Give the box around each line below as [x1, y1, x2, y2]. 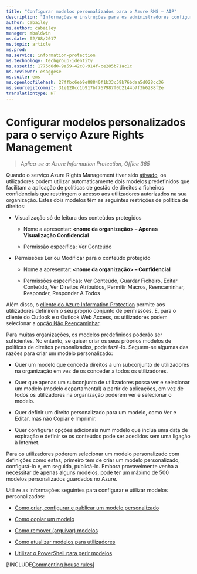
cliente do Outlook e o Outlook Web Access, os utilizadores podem [6, 313, 168, 320]
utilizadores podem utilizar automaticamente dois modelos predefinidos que [6, 177, 190, 185]
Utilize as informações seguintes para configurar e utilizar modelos [6, 487, 168, 494]
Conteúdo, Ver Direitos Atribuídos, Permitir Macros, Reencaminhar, [23, 283, 185, 291]
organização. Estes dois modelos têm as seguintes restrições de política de [6, 196, 189, 203]
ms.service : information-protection [6, 52, 96, 58]
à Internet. [14, 438, 40, 446]
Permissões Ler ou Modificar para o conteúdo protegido [14, 254, 151, 261]
